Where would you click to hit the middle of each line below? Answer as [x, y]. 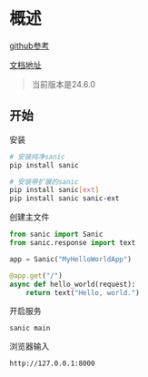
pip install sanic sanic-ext [64, 199]
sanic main [30, 329]
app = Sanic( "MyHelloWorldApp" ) [70, 259]
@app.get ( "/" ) [36, 275]
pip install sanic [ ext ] [54, 190]
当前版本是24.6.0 [64, 84]
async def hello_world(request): [73, 284]
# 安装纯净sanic [37, 157]
